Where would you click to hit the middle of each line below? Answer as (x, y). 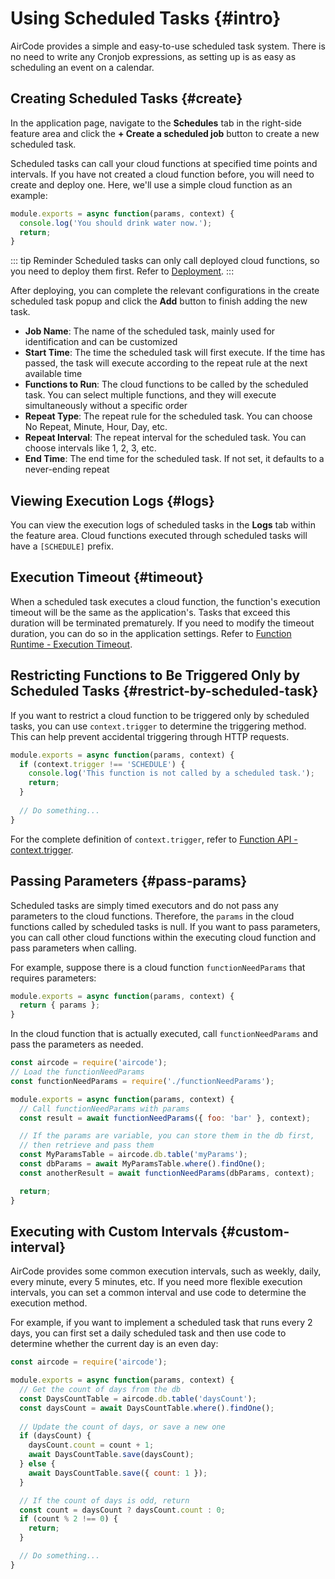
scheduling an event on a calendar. (82, 67)
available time (53, 374)
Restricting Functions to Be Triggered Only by (155, 675)
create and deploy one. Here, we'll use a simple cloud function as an (151, 184)
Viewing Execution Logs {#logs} (112, 500)
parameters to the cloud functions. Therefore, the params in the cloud (152, 916)
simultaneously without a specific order (106, 406)
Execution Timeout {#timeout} (107, 577)
